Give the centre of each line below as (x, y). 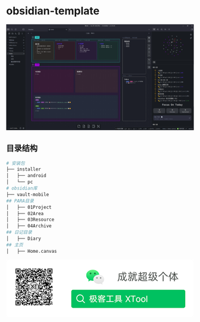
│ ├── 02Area (25, 213)
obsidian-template (53, 11)
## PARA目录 (20, 201)
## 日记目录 (19, 233)
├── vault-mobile (28, 194)
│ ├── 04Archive (29, 226)
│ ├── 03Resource (30, 220)
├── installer (24, 169)
